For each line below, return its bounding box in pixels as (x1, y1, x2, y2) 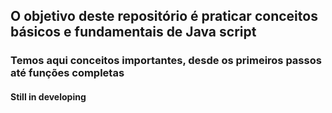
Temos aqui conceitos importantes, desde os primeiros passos (10, 54, 322, 68)
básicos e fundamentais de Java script (10, 24, 257, 41)
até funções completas (10, 66, 125, 80)
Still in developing (10, 90, 87, 103)
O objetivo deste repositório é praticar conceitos (10, 8, 318, 25)
